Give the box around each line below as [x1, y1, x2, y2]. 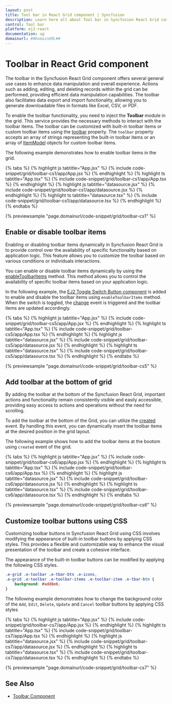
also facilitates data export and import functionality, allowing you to [5, 97, 147, 103]
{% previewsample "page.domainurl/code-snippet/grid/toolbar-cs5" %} [5, 363, 157, 369]
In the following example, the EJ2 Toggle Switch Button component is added [5, 288, 166, 295]
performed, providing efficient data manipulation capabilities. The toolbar [5, 91, 160, 97]
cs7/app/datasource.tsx [5, 654, 56, 660]
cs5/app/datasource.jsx [5, 342, 55, 348]
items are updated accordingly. [5, 305, 71, 311]
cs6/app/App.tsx [5, 470, 41, 476]
